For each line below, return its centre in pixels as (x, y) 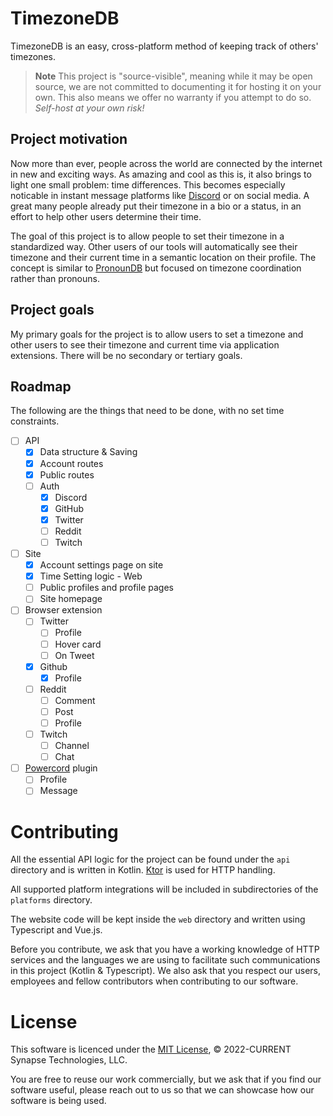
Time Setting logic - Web (91, 576)
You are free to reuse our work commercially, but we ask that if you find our (166, 1079)
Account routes (71, 463)
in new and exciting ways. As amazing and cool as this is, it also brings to (161, 174)
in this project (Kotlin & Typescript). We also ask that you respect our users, (166, 971)
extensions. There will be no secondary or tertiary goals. (126, 355)
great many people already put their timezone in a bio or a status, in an (156, 206)
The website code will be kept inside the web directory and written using (158, 919)
